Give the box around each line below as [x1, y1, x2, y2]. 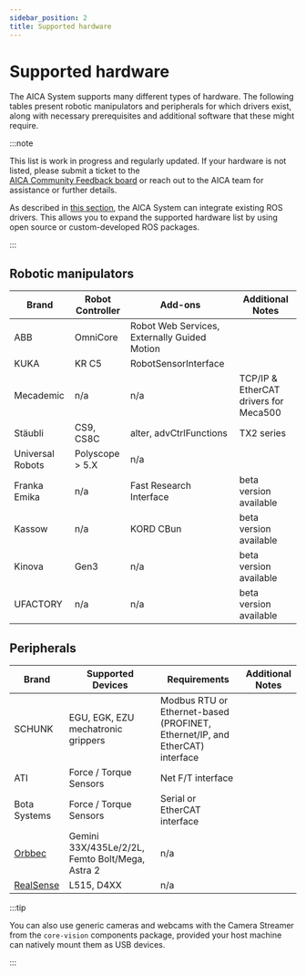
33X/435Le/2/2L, [68, 841, 145, 854]
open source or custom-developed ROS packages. [9, 222, 200, 233]
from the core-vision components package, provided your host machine [9, 929, 282, 940]
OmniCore [74, 331, 118, 344]
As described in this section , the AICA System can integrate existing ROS [9, 202, 283, 213]
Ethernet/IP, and [160, 729, 230, 742]
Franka [14, 480, 44, 493]
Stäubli [14, 427, 44, 440]
